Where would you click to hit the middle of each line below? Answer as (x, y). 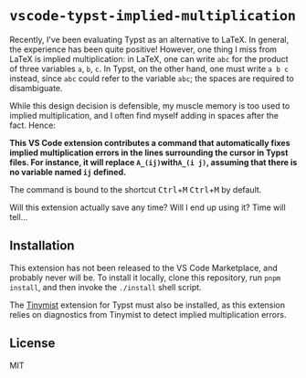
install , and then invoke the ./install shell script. (106, 287)
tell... (19, 216)
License (32, 344)
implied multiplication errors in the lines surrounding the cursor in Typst (149, 152)
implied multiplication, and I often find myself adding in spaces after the (144, 115)
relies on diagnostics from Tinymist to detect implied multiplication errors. (148, 314)
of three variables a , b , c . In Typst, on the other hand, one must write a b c (149, 68)
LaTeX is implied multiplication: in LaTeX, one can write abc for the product (149, 58)
